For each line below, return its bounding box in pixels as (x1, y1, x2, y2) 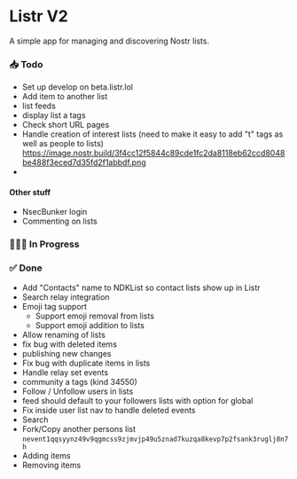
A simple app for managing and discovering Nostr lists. (9, 35, 210, 46)
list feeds (21, 100, 56, 112)
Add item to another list (21, 91, 108, 102)
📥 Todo (9, 58, 43, 70)
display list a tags (21, 110, 86, 121)
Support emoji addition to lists (35, 319, 145, 330)
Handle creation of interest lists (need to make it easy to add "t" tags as (21, 129, 284, 139)
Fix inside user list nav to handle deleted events (21, 404, 197, 415)
